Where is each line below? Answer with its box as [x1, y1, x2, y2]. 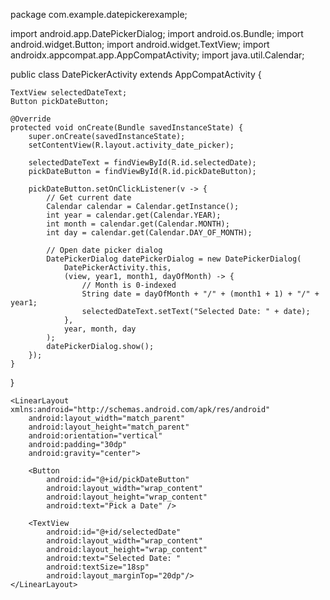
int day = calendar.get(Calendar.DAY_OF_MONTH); [46, 228, 253, 238]
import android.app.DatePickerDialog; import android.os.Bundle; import [10, 28, 304, 39]
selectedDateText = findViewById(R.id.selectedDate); [28, 158, 257, 168]
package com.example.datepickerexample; [10, 9, 188, 20]
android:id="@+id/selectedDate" [46, 527, 182, 537]
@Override [10, 114, 52, 124]
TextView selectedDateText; [10, 88, 128, 98]
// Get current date [46, 193, 132, 203]
